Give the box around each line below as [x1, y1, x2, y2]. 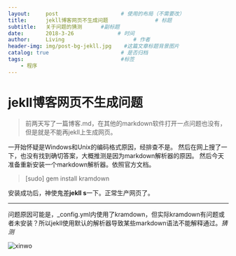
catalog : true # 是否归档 [8, 50, 148, 57]
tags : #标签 [8, 56, 135, 63]
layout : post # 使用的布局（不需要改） [8, 10, 185, 17]
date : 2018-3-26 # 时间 [8, 29, 135, 37]
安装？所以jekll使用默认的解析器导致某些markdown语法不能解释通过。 [20, 218, 222, 227]
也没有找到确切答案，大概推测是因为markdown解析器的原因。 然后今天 [20, 151, 225, 159]
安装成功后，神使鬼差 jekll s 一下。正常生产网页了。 [8, 188, 154, 197]
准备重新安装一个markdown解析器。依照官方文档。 [8, 160, 155, 169]
